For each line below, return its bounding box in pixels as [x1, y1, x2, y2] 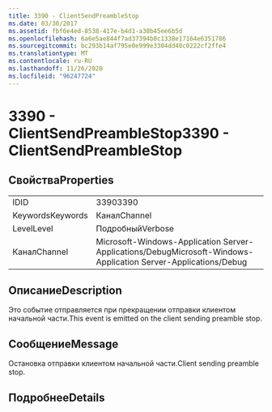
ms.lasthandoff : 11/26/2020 [8, 65, 104, 73]
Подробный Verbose [96, 223, 174, 234]
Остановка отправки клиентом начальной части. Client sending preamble [8, 359, 259, 368]
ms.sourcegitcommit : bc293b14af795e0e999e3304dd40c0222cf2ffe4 [8, 42, 227, 50]
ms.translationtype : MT [8, 49, 89, 57]
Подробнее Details [8, 390, 105, 405]
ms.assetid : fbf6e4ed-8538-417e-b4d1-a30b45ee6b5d [8, 27, 183, 35]
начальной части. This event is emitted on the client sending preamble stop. [8, 313, 263, 324]
